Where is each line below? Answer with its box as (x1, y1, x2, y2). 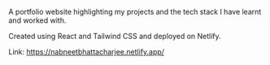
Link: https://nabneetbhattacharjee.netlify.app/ (8, 47, 165, 56)
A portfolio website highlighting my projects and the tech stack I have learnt (8, 7, 262, 16)
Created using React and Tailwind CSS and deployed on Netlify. (8, 32, 221, 41)
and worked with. (8, 15, 67, 25)
